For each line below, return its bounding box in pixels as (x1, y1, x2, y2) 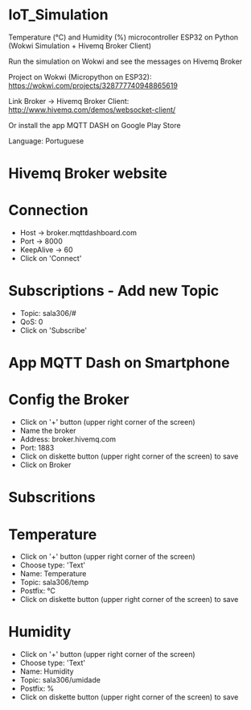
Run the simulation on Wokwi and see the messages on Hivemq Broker (8, 56, 243, 66)
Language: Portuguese (8, 135, 84, 146)
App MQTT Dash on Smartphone (8, 354, 230, 372)
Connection (8, 201, 88, 219)
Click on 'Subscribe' (19, 326, 87, 335)
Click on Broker (19, 460, 72, 470)
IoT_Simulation (8, 6, 109, 24)
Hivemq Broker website (8, 164, 167, 183)
